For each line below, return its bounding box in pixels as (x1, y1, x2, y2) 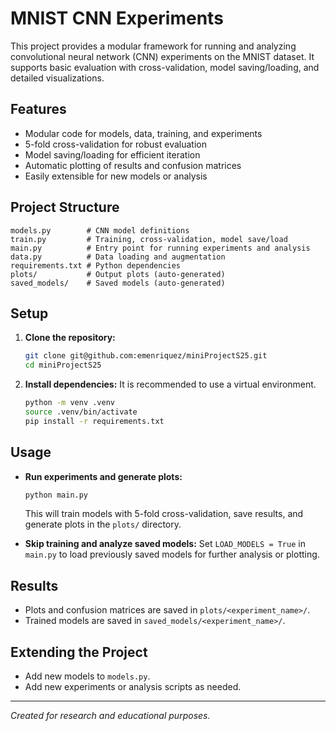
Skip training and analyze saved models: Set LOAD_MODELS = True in (24, 538, 306, 550)
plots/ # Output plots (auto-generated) (10, 269, 226, 279)
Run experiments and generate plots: (24, 470, 183, 482)
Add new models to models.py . (24, 670, 151, 682)
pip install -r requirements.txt (24, 416, 165, 426)
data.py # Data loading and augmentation (10, 252, 226, 262)
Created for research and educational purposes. (10, 710, 211, 722)
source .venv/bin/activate (24, 407, 138, 417)
